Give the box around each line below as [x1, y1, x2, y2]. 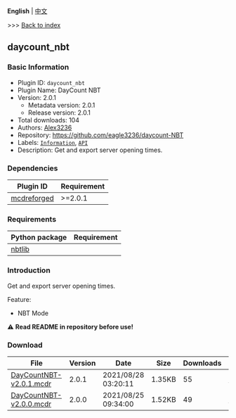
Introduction [7, 265, 51, 275]
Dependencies [7, 163, 58, 173]
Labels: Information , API [17, 138, 88, 146]
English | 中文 [7, 7, 48, 15]
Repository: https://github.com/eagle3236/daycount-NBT [17, 130, 184, 139]
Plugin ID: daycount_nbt [17, 78, 86, 87]
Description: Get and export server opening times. [17, 146, 163, 154]
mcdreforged [11, 193, 54, 203]
